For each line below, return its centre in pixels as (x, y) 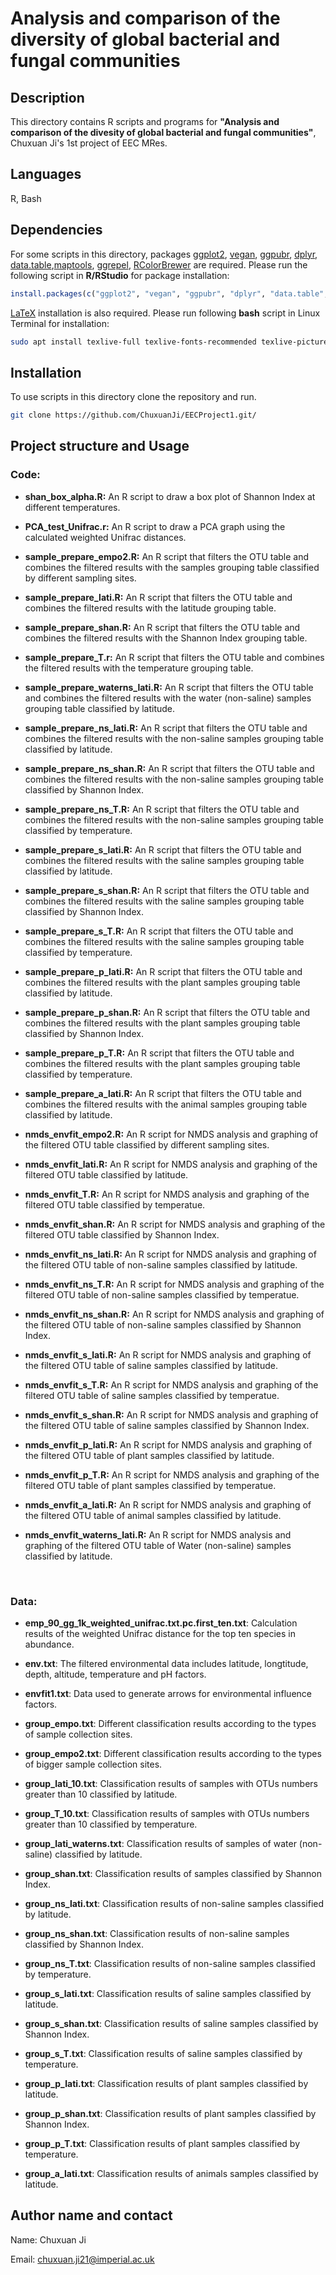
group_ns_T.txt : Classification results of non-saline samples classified (170, 1964)
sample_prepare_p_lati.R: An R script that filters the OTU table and (163, 971)
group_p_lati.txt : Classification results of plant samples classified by (166, 2084)
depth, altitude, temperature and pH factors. (115, 1674)
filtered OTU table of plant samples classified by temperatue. (150, 1485)
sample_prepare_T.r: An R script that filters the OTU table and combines (174, 657)
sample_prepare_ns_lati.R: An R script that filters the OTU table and (166, 728)
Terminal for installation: (60, 323)
